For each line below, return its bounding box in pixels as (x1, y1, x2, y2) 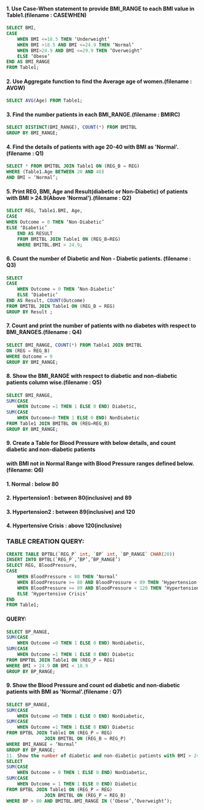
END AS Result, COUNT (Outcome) (6, 297, 86, 304)
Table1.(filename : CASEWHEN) (6, 11, 87, 18)
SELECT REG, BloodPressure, (6, 563, 78, 569)
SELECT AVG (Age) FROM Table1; (6, 98, 83, 104)
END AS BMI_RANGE (6, 59, 50, 65)
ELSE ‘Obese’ (17, 53, 50, 59)
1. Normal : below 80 (6, 480, 59, 488)
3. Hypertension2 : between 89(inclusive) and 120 (6, 508, 135, 515)
